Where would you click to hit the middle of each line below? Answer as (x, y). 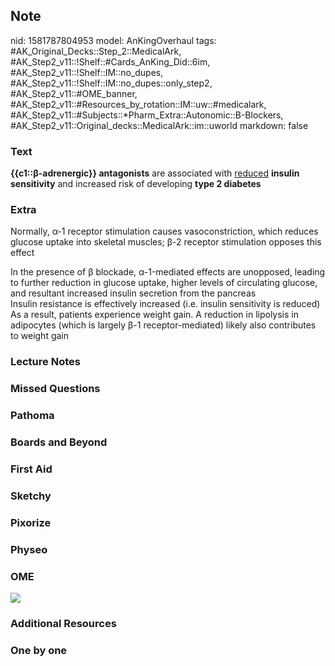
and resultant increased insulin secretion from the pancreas (133, 293)
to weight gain (40, 336)
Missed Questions (55, 389)
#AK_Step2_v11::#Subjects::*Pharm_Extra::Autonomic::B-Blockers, (147, 115)
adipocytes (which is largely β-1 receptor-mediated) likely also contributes (163, 325)
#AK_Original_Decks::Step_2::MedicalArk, (96, 51)
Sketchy (31, 496)
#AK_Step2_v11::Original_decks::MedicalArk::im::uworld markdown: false (159, 125)
